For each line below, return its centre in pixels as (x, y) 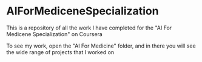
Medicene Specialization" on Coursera (55, 34)
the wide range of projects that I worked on (60, 52)
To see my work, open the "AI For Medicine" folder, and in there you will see (101, 46)
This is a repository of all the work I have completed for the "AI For (89, 28)
